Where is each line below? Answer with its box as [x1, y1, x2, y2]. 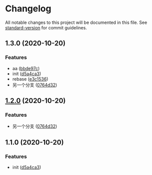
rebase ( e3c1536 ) [12, 76, 49, 82]
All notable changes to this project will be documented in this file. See [5, 19, 148, 25]
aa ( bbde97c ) [12, 65, 40, 71]
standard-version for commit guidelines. [5, 24, 87, 30]
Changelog [5, 3, 51, 14]
